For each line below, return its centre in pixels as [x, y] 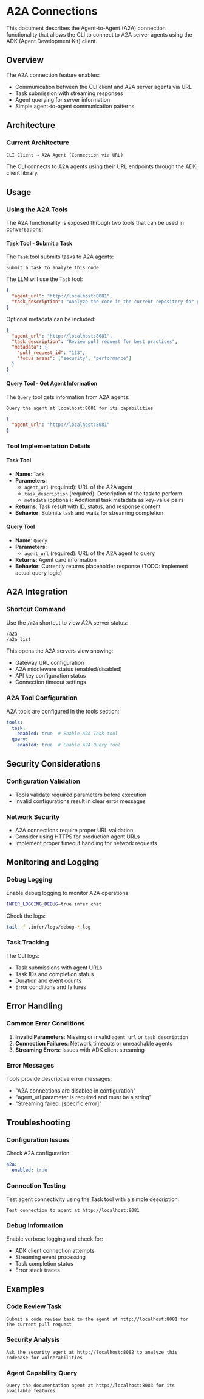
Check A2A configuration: [39, 1153]
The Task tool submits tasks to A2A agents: [60, 257]
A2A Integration [37, 592]
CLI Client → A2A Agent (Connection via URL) [65, 155]
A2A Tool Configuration [42, 698]
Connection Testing [36, 1186]
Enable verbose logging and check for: [55, 1239]
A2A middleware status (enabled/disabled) [69, 669]
